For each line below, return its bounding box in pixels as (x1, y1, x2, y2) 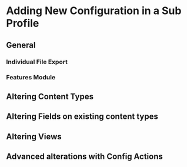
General (6, 40, 36, 50)
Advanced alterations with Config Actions (6, 151, 163, 161)
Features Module (6, 74, 56, 82)
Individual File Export (6, 58, 68, 66)
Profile (6, 16, 39, 30)
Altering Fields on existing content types (6, 112, 159, 122)
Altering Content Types (6, 91, 94, 101)
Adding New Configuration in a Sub (6, 4, 182, 18)
